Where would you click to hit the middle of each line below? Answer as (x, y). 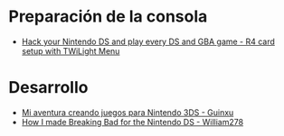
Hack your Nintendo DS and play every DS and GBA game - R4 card (148, 41)
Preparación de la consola (108, 17)
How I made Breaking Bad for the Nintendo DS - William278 (133, 122)
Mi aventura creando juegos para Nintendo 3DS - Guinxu (128, 112)
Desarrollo (48, 88)
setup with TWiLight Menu (71, 50)
